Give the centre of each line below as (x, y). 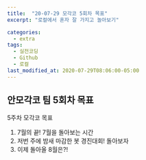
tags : (15, 45)
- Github (26, 58)
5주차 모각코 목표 (30, 118)
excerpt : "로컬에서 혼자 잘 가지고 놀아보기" (63, 20)
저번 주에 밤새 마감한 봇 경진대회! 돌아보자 (73, 141)
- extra (24, 38)
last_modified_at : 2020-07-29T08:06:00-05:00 (73, 70)
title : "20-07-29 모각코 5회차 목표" (58, 13)
